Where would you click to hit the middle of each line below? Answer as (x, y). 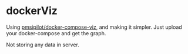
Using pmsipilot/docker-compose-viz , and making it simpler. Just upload (94, 27)
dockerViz (32, 11)
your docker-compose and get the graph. (56, 33)
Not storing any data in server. (43, 45)
